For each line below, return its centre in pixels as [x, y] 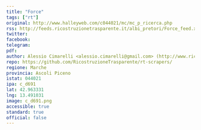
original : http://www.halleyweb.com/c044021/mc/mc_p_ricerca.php [89, 23]
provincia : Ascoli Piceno [38, 73]
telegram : [19, 46]
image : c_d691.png [29, 101]
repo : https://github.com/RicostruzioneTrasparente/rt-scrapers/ [89, 62]
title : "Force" [25, 12]
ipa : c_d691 [21, 84]
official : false [26, 117]
